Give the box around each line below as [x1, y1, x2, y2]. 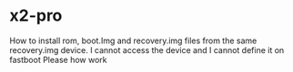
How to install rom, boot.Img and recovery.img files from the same [9, 35, 258, 46]
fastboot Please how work [9, 54, 107, 65]
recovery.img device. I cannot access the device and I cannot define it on [9, 44, 285, 55]
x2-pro [9, 5, 63, 26]
